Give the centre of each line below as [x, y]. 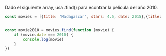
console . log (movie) [44, 39]
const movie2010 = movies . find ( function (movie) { [59, 30]
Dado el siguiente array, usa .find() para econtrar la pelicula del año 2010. [81, 7]
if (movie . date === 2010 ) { [43, 35]
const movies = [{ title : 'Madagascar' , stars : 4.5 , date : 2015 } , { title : [83, 17]
